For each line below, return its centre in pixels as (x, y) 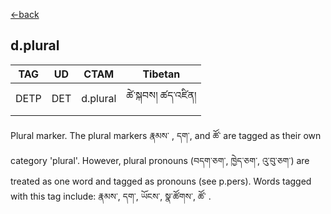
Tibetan (161, 74)
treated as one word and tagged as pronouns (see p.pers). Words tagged (161, 181)
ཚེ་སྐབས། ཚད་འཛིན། (161, 95)
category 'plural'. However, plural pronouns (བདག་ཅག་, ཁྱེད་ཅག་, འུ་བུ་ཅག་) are (160, 160)
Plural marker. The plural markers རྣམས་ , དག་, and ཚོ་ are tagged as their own (166, 135)
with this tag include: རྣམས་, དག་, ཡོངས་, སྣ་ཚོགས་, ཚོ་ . (111, 196)
